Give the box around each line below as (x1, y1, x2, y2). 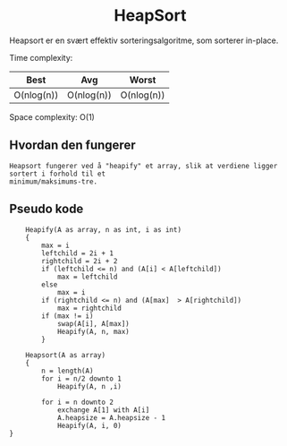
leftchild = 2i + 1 (41, 248, 114, 258)
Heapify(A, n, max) (56, 327, 130, 336)
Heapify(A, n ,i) (56, 382, 122, 390)
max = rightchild (56, 304, 122, 313)
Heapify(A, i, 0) (56, 421, 122, 430)
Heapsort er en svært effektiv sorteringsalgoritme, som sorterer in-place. (9, 35, 279, 46)
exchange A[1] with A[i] (56, 405, 150, 415)
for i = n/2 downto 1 (41, 373, 122, 383)
